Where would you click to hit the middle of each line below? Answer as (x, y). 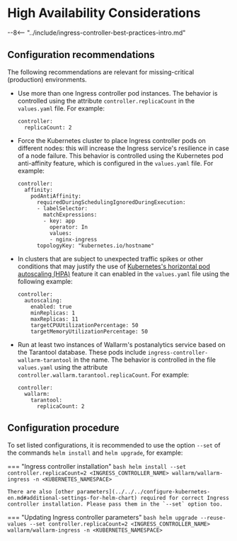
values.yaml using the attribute (63, 367)
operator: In (69, 227)
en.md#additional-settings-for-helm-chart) (73, 498)
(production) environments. (47, 79)
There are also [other (41, 491)
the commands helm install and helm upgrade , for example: (95, 452)
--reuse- (213, 518)
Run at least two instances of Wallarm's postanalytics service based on (121, 344)
